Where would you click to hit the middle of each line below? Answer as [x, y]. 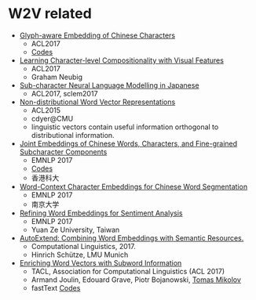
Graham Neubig [57, 77]
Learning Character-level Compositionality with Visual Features [121, 60]
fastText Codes [56, 287]
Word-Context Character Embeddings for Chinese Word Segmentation [133, 186]
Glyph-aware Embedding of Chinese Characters [97, 35]
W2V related [50, 14]
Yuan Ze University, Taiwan [75, 230]
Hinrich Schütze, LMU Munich [80, 255]
